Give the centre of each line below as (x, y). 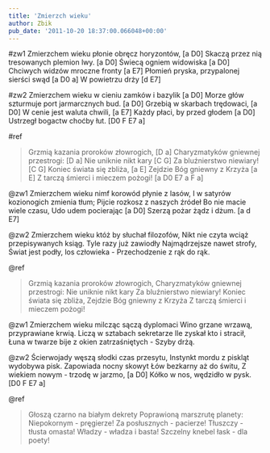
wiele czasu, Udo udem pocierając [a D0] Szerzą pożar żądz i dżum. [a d (130, 211)
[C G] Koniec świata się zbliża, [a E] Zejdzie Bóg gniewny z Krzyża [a (143, 170)
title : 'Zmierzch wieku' (50, 16)
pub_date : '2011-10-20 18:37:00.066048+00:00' (88, 31)
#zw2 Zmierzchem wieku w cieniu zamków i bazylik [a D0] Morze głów (126, 95)
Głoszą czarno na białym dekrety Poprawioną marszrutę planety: (136, 415)
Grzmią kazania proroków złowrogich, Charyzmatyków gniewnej (135, 283)
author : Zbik (30, 23)
